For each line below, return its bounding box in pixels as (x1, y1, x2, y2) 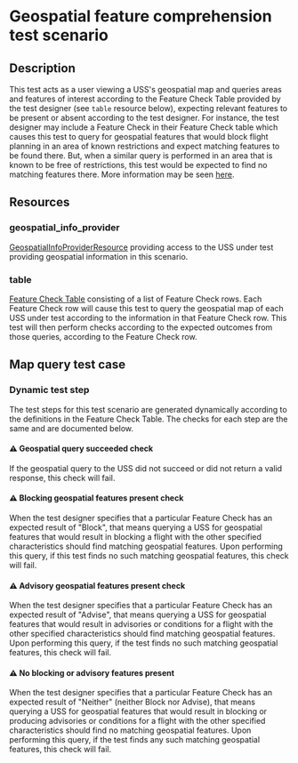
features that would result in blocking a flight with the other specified (9, 532, 262, 542)
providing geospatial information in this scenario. (9, 251, 189, 261)
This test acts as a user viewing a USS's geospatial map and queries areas (9, 84, 283, 94)
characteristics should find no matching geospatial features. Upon (9, 725, 252, 735)
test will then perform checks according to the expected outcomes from (9, 322, 273, 333)
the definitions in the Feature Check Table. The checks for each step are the (9, 414, 288, 424)
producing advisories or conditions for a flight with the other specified (9, 716, 266, 727)
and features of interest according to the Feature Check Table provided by (9, 93, 282, 104)
